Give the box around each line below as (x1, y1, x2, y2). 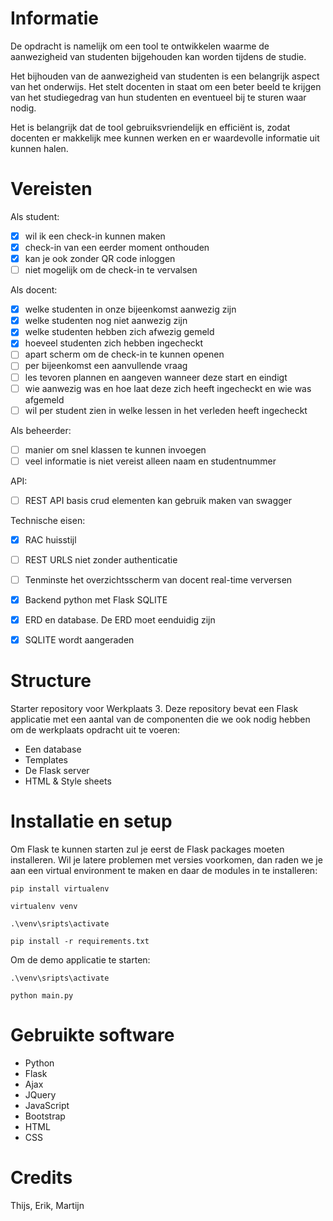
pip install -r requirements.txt (10, 937, 150, 947)
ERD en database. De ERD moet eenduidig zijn (24, 614, 216, 626)
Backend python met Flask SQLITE (24, 594, 168, 606)
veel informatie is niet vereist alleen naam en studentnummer (24, 455, 277, 467)
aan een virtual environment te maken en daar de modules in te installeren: (10, 865, 318, 877)
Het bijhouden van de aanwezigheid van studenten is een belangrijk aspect (10, 70, 320, 82)
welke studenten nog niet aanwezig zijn (24, 315, 188, 327)
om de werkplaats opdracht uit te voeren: (10, 724, 181, 736)
